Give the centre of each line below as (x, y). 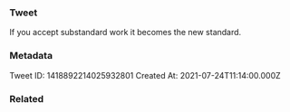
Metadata (31, 56)
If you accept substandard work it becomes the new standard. (126, 33)
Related (27, 98)
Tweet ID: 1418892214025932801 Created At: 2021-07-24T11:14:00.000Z (145, 75)
